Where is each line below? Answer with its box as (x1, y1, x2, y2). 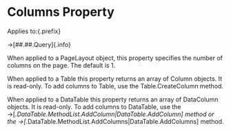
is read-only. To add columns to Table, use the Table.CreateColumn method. (7, 82, 224, 90)
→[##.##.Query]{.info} (7, 40, 71, 48)
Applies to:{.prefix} (7, 27, 61, 35)
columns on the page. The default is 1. (7, 61, 116, 69)
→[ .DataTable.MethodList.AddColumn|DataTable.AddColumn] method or (7, 110, 214, 118)
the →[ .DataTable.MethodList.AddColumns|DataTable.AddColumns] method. (7, 117, 224, 125)
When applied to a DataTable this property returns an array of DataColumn (7, 95, 219, 104)
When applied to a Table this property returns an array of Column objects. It (7, 74, 223, 83)
